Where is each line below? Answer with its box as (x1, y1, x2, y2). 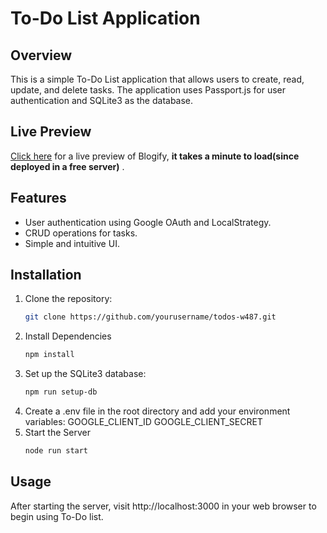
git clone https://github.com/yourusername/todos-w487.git (24, 312, 277, 322)
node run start (24, 446, 89, 456)
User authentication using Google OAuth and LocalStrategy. (24, 216, 272, 228)
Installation (10, 267, 82, 284)
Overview (10, 47, 73, 64)
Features (10, 190, 67, 207)
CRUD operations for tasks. (24, 227, 138, 239)
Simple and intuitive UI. (24, 237, 120, 249)
